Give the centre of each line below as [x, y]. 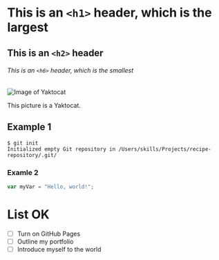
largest [28, 27]
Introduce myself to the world [59, 249]
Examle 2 [23, 172]
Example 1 [29, 127]
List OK [28, 214]
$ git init [23, 143]
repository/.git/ [32, 155]
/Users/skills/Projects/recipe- [165, 149]
